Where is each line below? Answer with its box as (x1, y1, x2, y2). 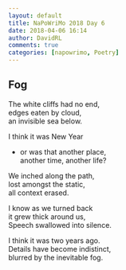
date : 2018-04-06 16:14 (8, 26, 88, 34)
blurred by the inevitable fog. (8, 252, 104, 262)
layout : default (8, 11, 62, 20)
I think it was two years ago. (8, 236, 100, 245)
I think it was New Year (8, 131, 84, 141)
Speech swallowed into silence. (8, 220, 112, 229)
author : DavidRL (8, 33, 62, 42)
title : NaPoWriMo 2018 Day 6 (8, 19, 105, 27)
